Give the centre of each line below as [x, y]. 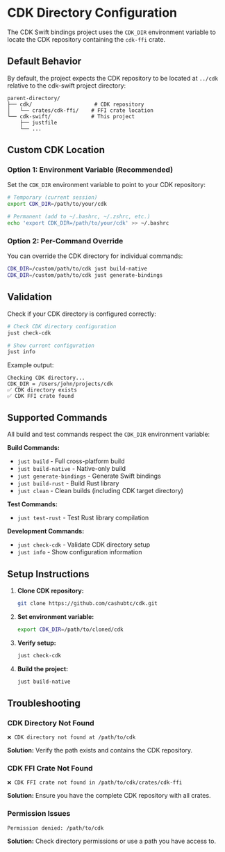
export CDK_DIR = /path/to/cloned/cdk [70, 629]
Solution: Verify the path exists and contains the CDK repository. [100, 750]
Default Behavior [44, 62]
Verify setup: [37, 643]
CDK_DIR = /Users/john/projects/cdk [60, 384]
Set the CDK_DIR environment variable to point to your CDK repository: [107, 185]
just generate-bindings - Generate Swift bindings [89, 476]
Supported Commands [57, 418]
